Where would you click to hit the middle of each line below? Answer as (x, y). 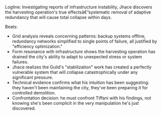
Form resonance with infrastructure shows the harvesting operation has (84, 51)
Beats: (11, 27)
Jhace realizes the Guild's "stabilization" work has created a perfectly (82, 67)
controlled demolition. (34, 93)
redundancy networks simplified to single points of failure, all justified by (85, 41)
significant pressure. (32, 77)
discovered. (24, 108)
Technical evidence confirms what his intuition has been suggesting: (81, 82)
